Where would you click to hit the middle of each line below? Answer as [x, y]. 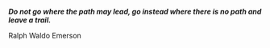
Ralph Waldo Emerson [45, 36]
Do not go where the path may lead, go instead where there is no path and [135, 12]
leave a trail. [30, 20]
